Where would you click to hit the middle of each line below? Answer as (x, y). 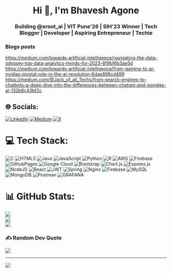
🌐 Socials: (22, 106)
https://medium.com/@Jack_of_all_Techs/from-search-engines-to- (76, 80)
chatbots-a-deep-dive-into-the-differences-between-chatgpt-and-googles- (86, 85)
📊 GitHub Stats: (40, 197)
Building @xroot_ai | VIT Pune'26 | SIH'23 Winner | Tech (86, 27)
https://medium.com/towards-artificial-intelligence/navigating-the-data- (81, 58)
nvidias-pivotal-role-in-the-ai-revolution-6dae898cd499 (65, 74)
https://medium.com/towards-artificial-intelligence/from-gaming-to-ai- (80, 69)
